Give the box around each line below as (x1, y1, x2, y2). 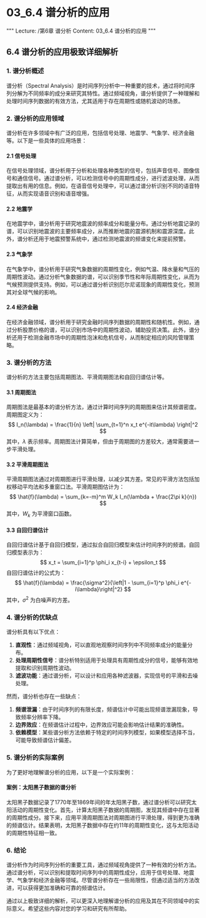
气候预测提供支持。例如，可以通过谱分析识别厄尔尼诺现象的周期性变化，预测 (6, 281, 200, 288)
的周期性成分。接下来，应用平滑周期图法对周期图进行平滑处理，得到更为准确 (6, 814, 200, 821)
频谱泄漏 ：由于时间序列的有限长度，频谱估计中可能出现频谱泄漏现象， (15, 706, 193, 713)
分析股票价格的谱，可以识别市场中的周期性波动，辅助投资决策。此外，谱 (11, 326, 194, 333)
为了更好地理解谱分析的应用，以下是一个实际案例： (6, 768, 135, 776)
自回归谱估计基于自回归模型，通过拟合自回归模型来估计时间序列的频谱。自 (6, 541, 194, 548)
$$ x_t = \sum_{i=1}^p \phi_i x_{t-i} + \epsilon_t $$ (39, 559, 167, 566)
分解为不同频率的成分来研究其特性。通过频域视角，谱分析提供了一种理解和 (11, 90, 200, 97)
